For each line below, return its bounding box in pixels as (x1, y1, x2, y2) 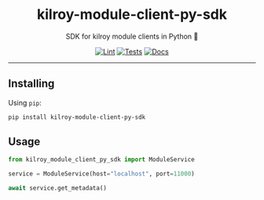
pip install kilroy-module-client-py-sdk (8, 113, 146, 121)
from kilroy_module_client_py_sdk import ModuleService (8, 156, 195, 164)
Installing (8, 77, 55, 91)
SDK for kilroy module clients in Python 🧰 (65, 31, 199, 41)
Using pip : (8, 98, 42, 107)
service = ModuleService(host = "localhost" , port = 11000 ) (8, 170, 195, 178)
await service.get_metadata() (8, 184, 108, 192)
